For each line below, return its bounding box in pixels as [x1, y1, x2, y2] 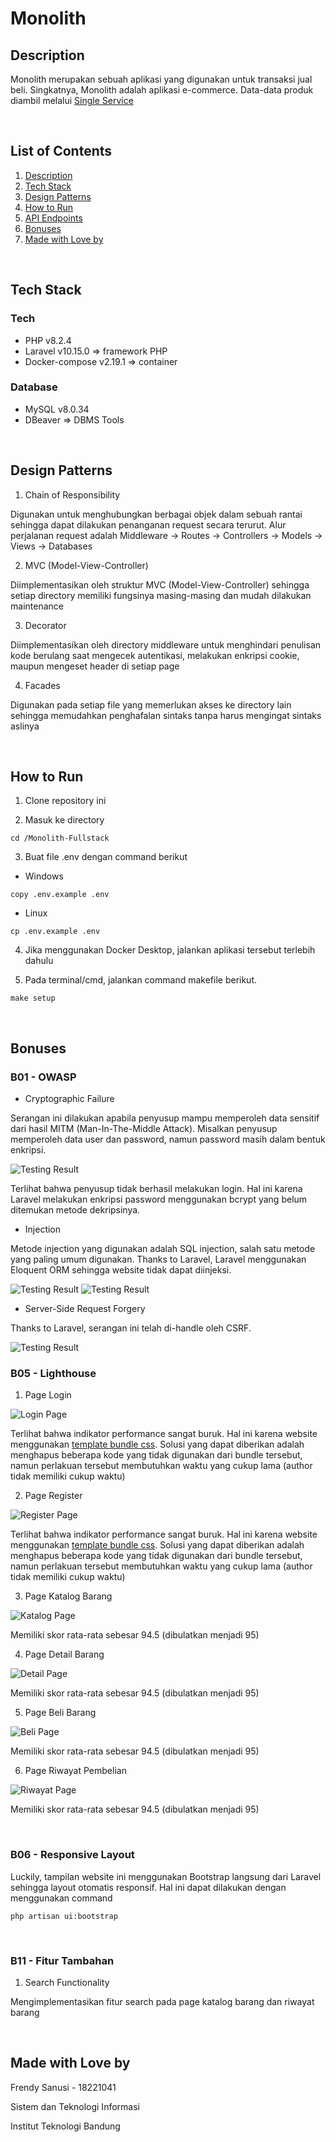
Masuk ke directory [24, 814, 105, 826]
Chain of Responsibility [24, 488, 121, 501]
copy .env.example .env [10, 890, 110, 900]
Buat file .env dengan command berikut [24, 851, 188, 863]
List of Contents [10, 143, 113, 160]
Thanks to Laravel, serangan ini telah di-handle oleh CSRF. [10, 1322, 252, 1334]
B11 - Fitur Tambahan [10, 1953, 115, 1967]
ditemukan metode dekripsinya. [10, 1204, 141, 1216]
